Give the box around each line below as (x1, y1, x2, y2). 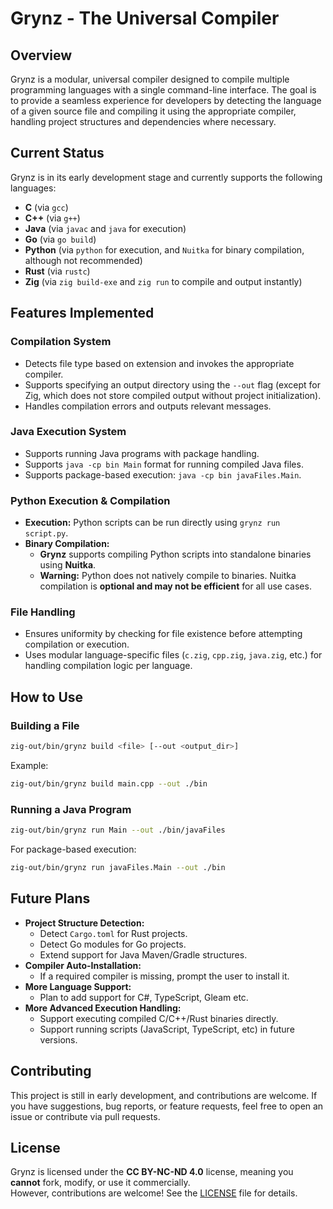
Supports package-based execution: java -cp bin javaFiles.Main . (24, 468, 302, 481)
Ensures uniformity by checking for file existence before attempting (24, 628, 303, 640)
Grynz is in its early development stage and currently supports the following (10, 171, 323, 183)
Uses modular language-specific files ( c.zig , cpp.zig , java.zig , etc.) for (24, 649, 323, 661)
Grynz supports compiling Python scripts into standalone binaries (39, 548, 312, 561)
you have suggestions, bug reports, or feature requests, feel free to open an (10, 1100, 324, 1112)
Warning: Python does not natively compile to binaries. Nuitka (39, 570, 297, 582)
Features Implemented (10, 305, 155, 322)
